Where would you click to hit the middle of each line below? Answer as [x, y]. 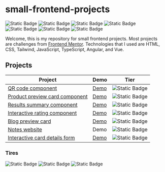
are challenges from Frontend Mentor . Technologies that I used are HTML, [83, 44]
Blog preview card [29, 121]
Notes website [25, 129]
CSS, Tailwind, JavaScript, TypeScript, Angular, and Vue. [65, 49]
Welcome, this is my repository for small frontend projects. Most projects [81, 39]
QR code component [32, 88]
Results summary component [43, 105]
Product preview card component [48, 96]
